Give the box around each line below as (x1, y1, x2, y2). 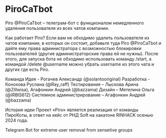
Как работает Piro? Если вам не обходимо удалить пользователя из (5, 35, 150, 41)
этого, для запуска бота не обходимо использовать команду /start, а (5, 56, 152, 62)
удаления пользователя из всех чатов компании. (5, 25, 109, 31)
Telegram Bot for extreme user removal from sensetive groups (5, 127, 133, 133)
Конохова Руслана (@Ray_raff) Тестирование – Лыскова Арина (5, 81, 139, 87)
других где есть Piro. (5, 66, 50, 72)
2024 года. (5, 117, 28, 123)
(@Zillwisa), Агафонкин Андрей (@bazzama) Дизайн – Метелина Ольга (5, 86, 155, 92)
